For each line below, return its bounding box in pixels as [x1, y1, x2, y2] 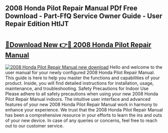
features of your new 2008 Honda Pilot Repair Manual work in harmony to [5, 101, 158, 107]
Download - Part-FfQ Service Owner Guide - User [5, 12, 162, 21]
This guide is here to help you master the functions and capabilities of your [5, 75, 160, 81]
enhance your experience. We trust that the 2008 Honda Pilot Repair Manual [5, 107, 163, 112]
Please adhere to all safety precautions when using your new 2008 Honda [5, 91, 158, 97]
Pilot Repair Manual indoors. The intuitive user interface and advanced [5, 96, 151, 102]
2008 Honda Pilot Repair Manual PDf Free [5, 4, 138, 13]
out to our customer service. [5, 123, 64, 128]
